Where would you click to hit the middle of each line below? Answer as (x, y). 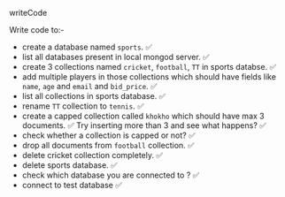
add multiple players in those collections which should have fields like (149, 77)
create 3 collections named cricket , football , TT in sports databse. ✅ (149, 67)
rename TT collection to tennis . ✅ (83, 106)
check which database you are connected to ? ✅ (111, 175)
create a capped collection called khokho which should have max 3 (143, 116)
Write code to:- (37, 30)
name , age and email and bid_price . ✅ (89, 86)
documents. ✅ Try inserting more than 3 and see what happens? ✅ (144, 125)
